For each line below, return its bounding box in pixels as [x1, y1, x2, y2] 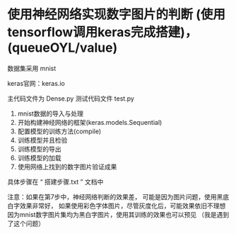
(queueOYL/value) [7, 40, 118, 56]
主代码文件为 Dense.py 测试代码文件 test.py [7, 94, 134, 103]
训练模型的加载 [17, 153, 61, 162]
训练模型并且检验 [17, 135, 68, 144]
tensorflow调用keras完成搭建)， [7, 24, 198, 40]
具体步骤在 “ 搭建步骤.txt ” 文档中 [7, 177, 104, 186]
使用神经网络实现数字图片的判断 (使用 [7, 6, 226, 23]
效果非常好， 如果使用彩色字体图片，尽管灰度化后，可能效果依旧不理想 [19, 201, 226, 210]
